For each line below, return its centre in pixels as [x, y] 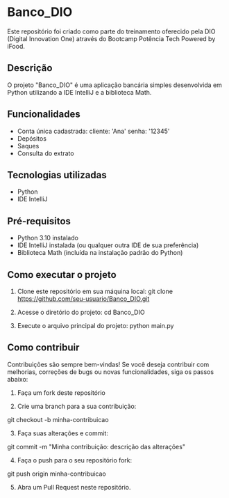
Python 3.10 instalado [48, 238]
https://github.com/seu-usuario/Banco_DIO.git [83, 299]
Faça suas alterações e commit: [63, 433]
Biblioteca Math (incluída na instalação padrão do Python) [100, 253]
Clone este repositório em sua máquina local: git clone [95, 291]
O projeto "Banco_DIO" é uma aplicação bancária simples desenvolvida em [114, 85]
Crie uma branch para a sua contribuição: [77, 406]
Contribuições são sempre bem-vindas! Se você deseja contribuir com [108, 364]
